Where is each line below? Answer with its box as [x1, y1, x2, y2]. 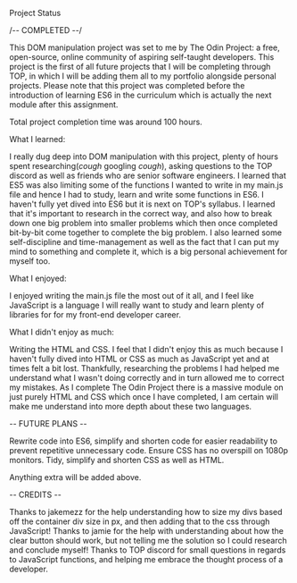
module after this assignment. [9, 99, 119, 110]
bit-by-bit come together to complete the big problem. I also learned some [9, 227, 283, 238]
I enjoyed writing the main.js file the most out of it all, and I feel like [9, 291, 254, 300]
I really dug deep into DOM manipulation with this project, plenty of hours [9, 151, 279, 162]
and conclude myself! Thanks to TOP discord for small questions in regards [9, 545, 286, 555]
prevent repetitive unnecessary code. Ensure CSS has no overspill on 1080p [9, 445, 288, 455]
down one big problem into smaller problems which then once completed [9, 218, 278, 228]
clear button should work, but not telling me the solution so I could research [9, 536, 287, 545]
